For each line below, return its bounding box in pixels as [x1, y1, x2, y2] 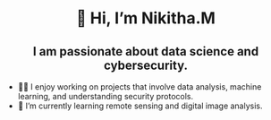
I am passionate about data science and [32, 44, 259, 59]
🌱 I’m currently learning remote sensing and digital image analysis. [17, 100, 263, 111]
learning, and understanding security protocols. [17, 91, 194, 101]
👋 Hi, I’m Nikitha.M [75, 8, 216, 29]
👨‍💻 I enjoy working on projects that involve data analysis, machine [17, 81, 262, 92]
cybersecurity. [103, 57, 188, 73]
